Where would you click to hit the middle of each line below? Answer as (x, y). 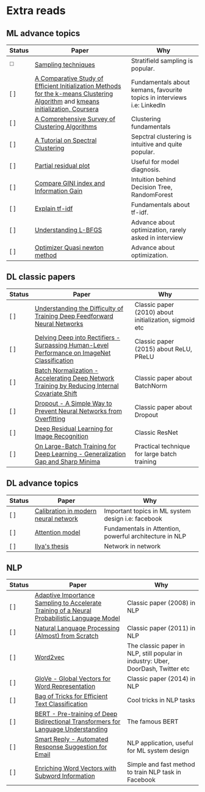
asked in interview (157, 238)
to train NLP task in (154, 772)
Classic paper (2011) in (161, 628)
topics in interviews (159, 97)
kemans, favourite (157, 90)
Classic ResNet (156, 432)
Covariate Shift (56, 393)
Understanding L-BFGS (68, 230)
